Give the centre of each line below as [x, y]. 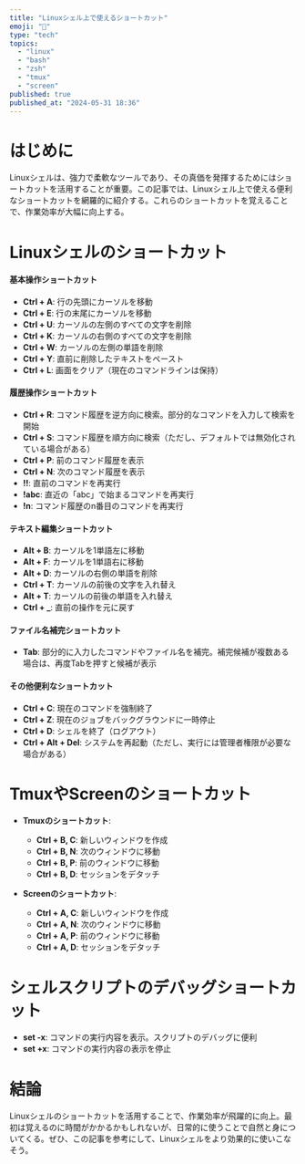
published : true [40, 94]
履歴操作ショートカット [53, 392]
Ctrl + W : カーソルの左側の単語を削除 [93, 347]
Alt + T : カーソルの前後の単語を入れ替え [97, 596]
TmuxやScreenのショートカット [131, 794]
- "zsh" [32, 69]
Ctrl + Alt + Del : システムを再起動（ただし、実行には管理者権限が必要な [157, 742]
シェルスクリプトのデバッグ [113, 987]
